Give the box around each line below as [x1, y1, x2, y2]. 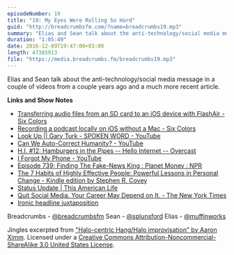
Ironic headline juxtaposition [17, 198, 99, 207]
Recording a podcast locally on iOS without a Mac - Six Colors [17, 124, 196, 133]
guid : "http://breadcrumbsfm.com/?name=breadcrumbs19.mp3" [7, 23, 182, 30]
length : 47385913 [7, 50, 58, 57]
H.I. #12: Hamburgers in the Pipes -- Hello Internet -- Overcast [17, 146, 196, 154]
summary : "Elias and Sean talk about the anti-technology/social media [7, 29, 219, 37]
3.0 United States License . [39, 240, 115, 249]
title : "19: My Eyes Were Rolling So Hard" [7, 17, 136, 24]
